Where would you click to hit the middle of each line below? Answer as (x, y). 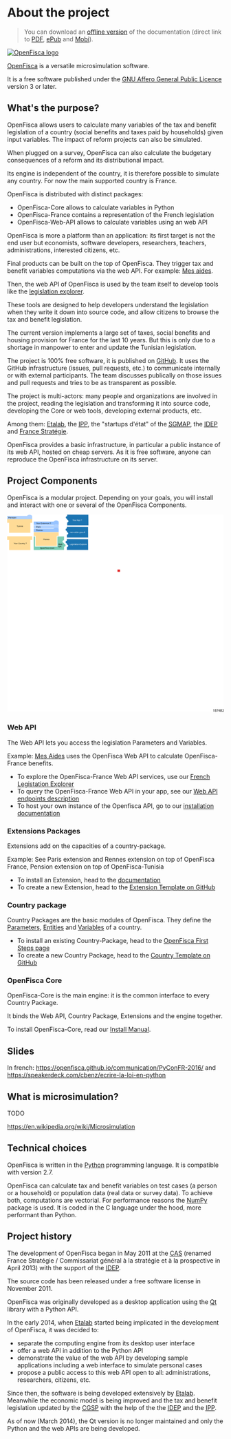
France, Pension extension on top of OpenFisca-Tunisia (86, 867)
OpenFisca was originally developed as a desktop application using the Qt (112, 1302)
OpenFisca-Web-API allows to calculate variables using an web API (112, 222)
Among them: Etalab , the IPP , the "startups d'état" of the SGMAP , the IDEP (112, 424)
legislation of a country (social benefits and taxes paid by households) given (115, 132)
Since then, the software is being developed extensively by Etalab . (101, 1393)
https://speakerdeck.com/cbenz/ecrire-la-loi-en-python (87, 1075)
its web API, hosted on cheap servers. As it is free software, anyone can (109, 452)
